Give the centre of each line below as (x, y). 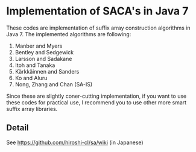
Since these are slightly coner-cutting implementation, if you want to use (96, 96)
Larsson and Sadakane (43, 59)
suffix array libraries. (32, 109)
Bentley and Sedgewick (44, 52)
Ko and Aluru (31, 78)
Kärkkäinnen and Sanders (47, 71)
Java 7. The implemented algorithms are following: (69, 34)
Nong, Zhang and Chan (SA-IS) (54, 84)
